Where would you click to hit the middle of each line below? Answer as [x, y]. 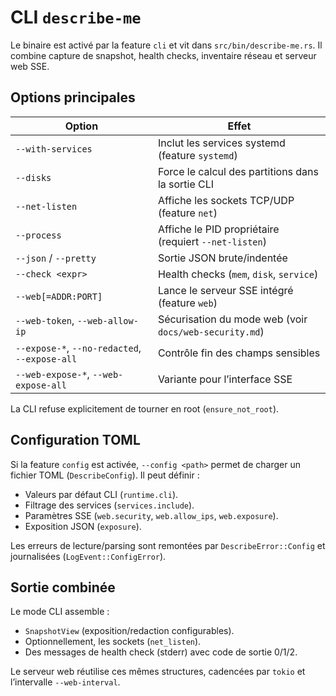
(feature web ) [187, 303]
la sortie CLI [186, 184]
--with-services [54, 149]
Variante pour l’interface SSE [225, 379]
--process [38, 235]
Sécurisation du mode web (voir [232, 319]
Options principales [73, 97]
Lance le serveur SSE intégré [225, 290]
